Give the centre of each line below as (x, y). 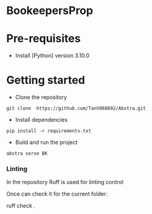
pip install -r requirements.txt (49, 131)
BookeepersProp (50, 11)
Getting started (46, 80)
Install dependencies (42, 120)
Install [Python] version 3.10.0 (52, 56)
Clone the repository (41, 97)
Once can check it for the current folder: (57, 194)
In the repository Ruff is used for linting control (65, 182)
